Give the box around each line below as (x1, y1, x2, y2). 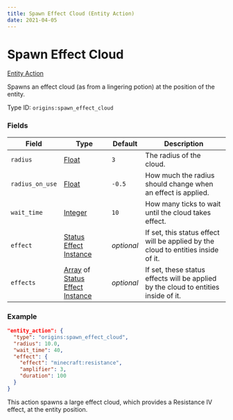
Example (7, 311, 37, 321)
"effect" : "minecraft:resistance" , (19, 360, 123, 367)
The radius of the (145, 150, 201, 160)
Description (164, 139, 204, 148)
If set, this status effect (145, 227, 220, 237)
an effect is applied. (145, 188, 209, 198)
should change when (145, 179, 214, 189)
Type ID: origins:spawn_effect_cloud (7, 103, 114, 112)
